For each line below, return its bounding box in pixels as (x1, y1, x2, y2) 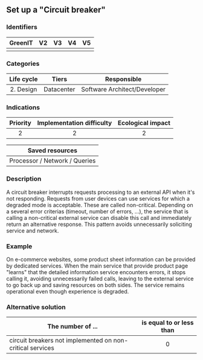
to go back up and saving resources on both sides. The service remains (6, 281, 185, 289)
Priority (9, 119, 31, 127)
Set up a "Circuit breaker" (6, 5, 106, 15)
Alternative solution (6, 303, 66, 311)
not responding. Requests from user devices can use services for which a (6, 194, 190, 202)
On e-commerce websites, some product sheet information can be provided (6, 256, 196, 263)
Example (6, 242, 33, 250)
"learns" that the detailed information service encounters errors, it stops (6, 268, 186, 275)
